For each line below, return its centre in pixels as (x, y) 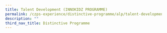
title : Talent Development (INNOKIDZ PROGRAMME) (56, 9)
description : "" (22, 18)
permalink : (16, 14)
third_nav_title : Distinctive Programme (48, 23)
